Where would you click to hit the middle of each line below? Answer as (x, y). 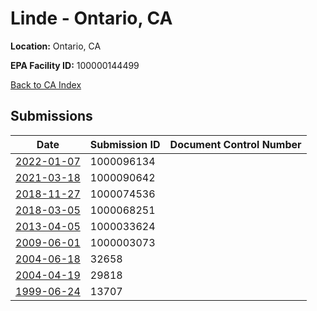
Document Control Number (235, 144)
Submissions (51, 116)
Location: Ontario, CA (56, 46)
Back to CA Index (46, 84)
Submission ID (125, 144)
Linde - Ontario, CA (91, 18)
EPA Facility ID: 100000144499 (75, 65)
